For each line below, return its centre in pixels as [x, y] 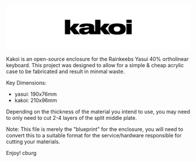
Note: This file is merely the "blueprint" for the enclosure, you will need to [94, 129]
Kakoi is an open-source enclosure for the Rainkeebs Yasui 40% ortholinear [97, 59]
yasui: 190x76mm [36, 94]
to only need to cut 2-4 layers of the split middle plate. [72, 118]
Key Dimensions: [26, 82]
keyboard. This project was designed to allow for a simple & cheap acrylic [95, 65]
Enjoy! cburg [21, 153]
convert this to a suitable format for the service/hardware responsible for [94, 135]
